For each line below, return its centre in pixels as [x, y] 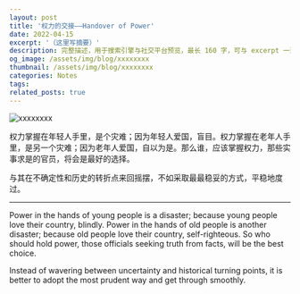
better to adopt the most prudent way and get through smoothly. [128, 280]
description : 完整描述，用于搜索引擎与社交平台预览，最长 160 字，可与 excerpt [144, 51]
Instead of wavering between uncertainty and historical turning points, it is [146, 270]
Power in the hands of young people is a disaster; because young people [144, 214]
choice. [23, 253]
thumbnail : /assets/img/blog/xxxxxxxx [81, 68]
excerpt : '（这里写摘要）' [55, 42]
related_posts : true [48, 92]
